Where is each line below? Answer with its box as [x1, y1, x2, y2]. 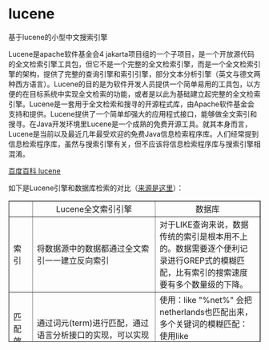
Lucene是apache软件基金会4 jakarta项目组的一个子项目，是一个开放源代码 [8, 49, 255, 58]
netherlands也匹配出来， [159, 306, 253, 317]
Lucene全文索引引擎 [55, 203, 132, 214]
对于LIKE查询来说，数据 [159, 219, 249, 230]
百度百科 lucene [8, 165, 62, 176]
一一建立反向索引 [44, 255, 110, 266]
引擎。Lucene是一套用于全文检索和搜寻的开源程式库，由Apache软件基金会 [8, 99, 255, 109]
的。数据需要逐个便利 [159, 243, 240, 254]
